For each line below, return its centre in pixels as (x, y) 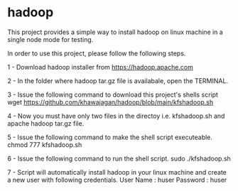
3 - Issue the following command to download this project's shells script (113, 94)
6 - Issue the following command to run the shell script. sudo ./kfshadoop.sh (119, 158)
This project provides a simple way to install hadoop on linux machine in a (115, 32)
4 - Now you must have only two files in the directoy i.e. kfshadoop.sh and (116, 116)
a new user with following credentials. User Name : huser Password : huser (117, 180)
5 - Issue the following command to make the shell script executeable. (110, 137)
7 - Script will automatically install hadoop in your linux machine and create (117, 172)
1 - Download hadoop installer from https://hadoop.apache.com (101, 67)
